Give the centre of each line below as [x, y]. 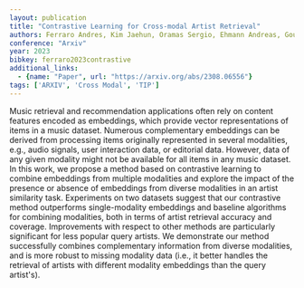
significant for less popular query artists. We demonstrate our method [139, 235]
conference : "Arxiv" [48, 43]
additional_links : [44, 69]
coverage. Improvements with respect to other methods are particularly [142, 226]
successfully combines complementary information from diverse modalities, [151, 245]
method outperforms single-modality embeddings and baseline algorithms [148, 207]
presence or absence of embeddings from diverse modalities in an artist [144, 187]
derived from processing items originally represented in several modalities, [148, 139]
